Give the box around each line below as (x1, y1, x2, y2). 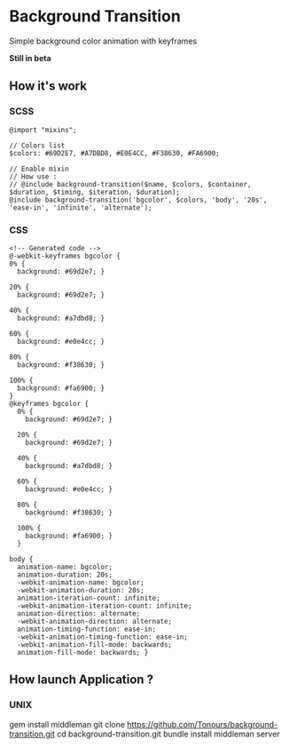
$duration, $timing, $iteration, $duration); (9, 187, 180, 196)
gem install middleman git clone (9, 719, 126, 729)
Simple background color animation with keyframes (9, 36, 198, 46)
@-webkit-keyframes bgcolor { (9, 251, 121, 260)
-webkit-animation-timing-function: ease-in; (17, 633, 189, 641)
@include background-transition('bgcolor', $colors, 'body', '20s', (9, 195, 268, 204)
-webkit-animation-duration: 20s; (17, 585, 144, 594)
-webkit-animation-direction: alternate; (17, 617, 173, 625)
